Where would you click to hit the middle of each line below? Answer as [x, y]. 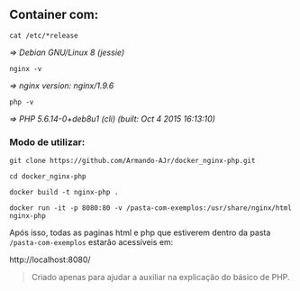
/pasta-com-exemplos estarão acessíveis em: [91, 242]
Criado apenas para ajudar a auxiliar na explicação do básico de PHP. [160, 277]
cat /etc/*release [44, 35]
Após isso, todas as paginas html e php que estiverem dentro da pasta [140, 232]
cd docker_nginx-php [48, 177]
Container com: [54, 15]
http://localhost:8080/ [50, 259]
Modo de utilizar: [47, 141]
